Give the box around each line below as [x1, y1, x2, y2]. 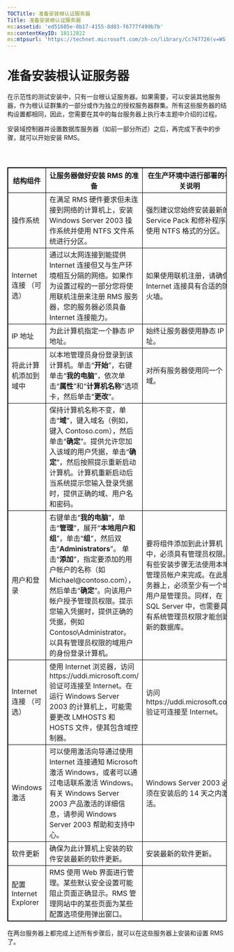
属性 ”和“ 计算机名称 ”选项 [58, 381, 139, 391]
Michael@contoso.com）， [49, 576, 136, 585]
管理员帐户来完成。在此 [146, 570, 223, 580]
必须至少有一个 [173, 580, 223, 590]
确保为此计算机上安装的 [49, 843, 127, 853]
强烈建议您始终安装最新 [146, 205, 223, 215]
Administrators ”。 [58, 544, 120, 554]
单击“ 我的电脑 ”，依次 [49, 371, 118, 381]
